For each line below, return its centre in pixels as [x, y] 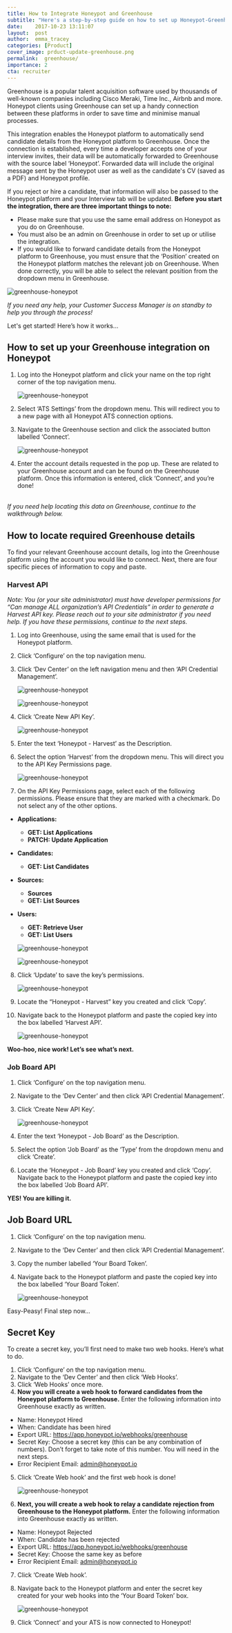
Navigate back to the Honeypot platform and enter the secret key [109, 1588]
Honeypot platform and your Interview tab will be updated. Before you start [115, 198]
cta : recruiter [29, 71]
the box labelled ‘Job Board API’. [63, 1184]
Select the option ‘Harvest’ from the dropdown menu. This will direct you [120, 757]
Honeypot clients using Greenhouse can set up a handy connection [103, 106]
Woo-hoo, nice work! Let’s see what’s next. [71, 1049]
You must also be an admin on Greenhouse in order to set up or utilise [116, 234]
